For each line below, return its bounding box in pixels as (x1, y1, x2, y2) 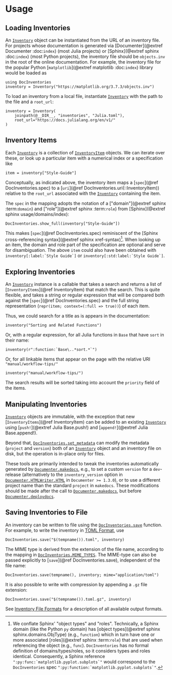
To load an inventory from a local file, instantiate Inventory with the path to (5, 93, 163, 99)
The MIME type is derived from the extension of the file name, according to (5, 546, 164, 552)
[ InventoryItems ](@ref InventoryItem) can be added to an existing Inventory (5, 419, 166, 425)
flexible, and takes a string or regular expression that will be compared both (5, 292, 165, 298)
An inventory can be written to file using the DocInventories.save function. (5, 522, 163, 528)
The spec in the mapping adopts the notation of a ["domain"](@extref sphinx (5, 200, 166, 206)
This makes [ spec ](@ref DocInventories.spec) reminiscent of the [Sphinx (5, 230, 158, 236)
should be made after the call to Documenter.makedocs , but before (5, 488, 142, 494)
